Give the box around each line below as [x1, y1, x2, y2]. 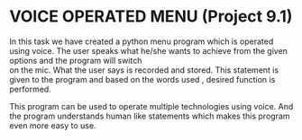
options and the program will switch [9, 55, 142, 66]
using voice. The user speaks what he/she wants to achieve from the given [9, 45, 288, 56]
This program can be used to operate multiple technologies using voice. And [9, 101, 294, 111]
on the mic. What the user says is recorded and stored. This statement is [9, 65, 279, 75]
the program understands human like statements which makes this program [9, 110, 290, 121]
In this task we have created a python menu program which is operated [9, 36, 274, 47]
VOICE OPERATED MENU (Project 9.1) [9, 6, 293, 27]
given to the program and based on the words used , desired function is [9, 74, 276, 84]
